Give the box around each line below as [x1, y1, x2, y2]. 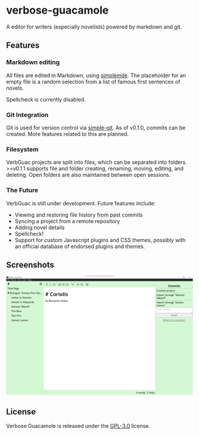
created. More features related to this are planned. [6, 130, 129, 137]
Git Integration [6, 110, 49, 119]
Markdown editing [6, 58, 60, 66]
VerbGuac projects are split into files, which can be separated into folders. [6, 158, 188, 166]
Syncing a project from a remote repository [14, 217, 120, 224]
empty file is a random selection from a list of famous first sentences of [6, 78, 181, 85]
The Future [6, 186, 38, 195]
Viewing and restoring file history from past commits [14, 211, 143, 218]
